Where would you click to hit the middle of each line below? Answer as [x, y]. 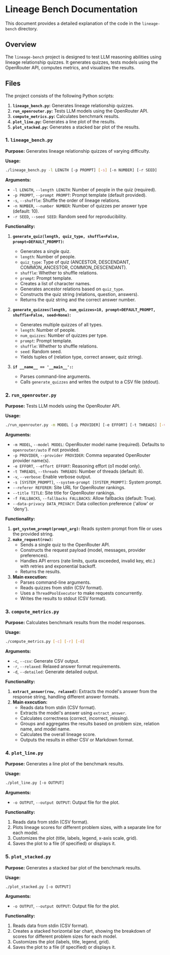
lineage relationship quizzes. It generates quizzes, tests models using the [82, 62]
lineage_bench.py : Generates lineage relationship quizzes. [73, 105]
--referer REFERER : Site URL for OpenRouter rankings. [69, 487]
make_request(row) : [33, 539]
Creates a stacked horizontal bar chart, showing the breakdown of [81, 931]
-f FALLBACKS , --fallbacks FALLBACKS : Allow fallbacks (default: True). [84, 498]
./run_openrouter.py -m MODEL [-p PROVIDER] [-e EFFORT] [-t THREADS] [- [85, 425]
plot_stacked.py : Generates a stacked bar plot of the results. [76, 127]
